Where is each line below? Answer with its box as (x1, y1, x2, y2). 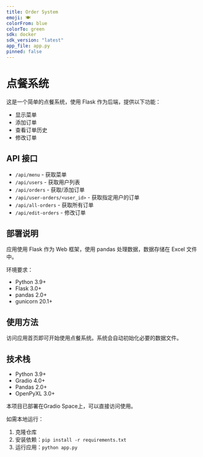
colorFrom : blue (6, 20, 47, 26)
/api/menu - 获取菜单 (15, 171, 67, 178)
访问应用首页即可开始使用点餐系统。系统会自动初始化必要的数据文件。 (6, 335, 182, 342)
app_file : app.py (6, 43, 50, 49)
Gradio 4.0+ (15, 377, 46, 384)
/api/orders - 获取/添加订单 (15, 186, 85, 193)
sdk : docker (6, 32, 36, 38)
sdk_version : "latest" (6, 37, 64, 43)
